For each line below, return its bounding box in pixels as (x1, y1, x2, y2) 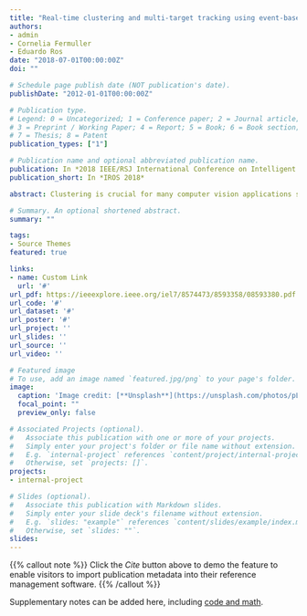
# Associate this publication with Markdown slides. (9, 500, 223, 509)
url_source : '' (9, 340, 68, 350)
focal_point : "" (17, 400, 79, 409)
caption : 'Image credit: (17, 392, 112, 401)
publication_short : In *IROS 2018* (9, 172, 145, 183)
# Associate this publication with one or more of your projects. (9, 433, 276, 443)
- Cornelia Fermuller (9, 38, 92, 48)
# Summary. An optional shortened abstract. (9, 206, 182, 215)
